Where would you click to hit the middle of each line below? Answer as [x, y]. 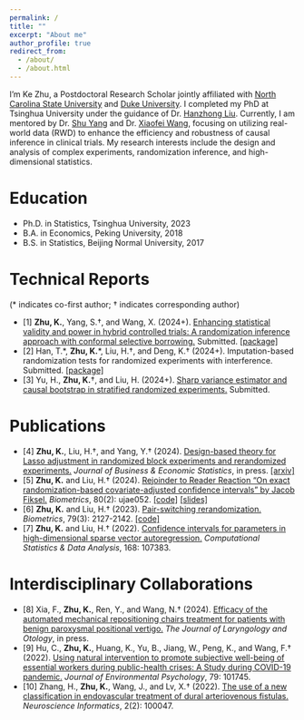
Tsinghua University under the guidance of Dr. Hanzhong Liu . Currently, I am [152, 113]
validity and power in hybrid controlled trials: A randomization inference [156, 331]
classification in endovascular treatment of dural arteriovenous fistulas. [155, 696]
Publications [58, 426]
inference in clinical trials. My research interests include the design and [142, 142]
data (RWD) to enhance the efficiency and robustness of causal [151, 132]
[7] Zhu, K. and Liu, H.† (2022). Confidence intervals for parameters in [154, 528]
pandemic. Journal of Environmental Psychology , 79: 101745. [137, 676]
